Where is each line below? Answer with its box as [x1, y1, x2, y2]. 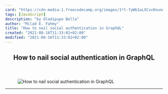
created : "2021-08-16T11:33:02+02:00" [5, 30, 86, 35]
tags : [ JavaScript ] [5, 12, 46, 17]
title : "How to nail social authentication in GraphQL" [5, 26, 124, 31]
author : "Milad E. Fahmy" [5, 21, 59, 26]
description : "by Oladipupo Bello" [5, 16, 79, 21]
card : [5, 7, 16, 12]
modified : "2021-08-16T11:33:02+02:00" [5, 35, 88, 40]
